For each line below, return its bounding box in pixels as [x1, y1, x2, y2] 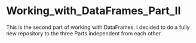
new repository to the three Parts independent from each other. [6, 29, 163, 37]
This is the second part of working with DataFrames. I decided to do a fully [6, 24, 190, 31]
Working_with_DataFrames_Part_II [6, 4, 181, 18]
